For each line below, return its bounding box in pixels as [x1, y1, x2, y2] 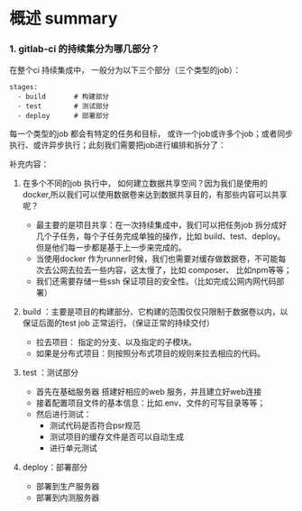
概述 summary [9, 8, 118, 29]
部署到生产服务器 [35, 481, 100, 492]
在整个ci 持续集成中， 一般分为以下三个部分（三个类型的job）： [9, 65, 242, 76]
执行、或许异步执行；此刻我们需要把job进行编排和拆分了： [9, 140, 227, 151]
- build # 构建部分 [17, 92, 110, 102]
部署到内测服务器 [35, 492, 100, 503]
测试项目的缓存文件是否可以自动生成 [49, 432, 185, 443]
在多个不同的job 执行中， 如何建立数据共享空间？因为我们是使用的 [22, 178, 269, 189]
